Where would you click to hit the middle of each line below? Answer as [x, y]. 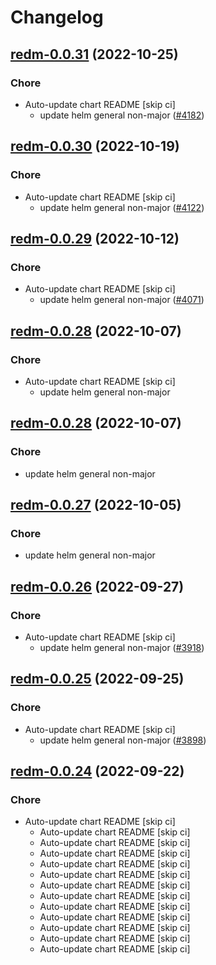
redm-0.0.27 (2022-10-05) [96, 505]
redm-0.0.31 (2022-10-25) [94, 54]
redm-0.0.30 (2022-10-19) [95, 146]
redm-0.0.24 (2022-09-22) [97, 771]
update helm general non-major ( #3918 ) [122, 647]
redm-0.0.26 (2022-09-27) [97, 586]
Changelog [57, 17]
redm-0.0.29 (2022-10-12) [95, 238]
